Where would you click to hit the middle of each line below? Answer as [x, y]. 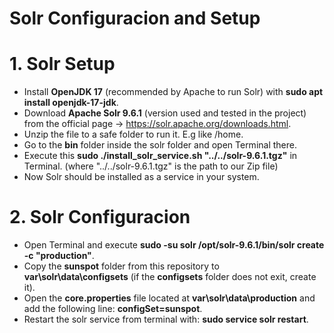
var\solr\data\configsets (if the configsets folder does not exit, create [170, 277]
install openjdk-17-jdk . [71, 103]
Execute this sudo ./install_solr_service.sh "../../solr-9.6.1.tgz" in [160, 156]
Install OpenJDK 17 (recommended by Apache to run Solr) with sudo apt [173, 92]
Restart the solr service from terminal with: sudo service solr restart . [166, 319]
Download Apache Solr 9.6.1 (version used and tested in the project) [165, 113]
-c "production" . [59, 256]
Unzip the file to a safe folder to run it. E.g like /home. [133, 134]
